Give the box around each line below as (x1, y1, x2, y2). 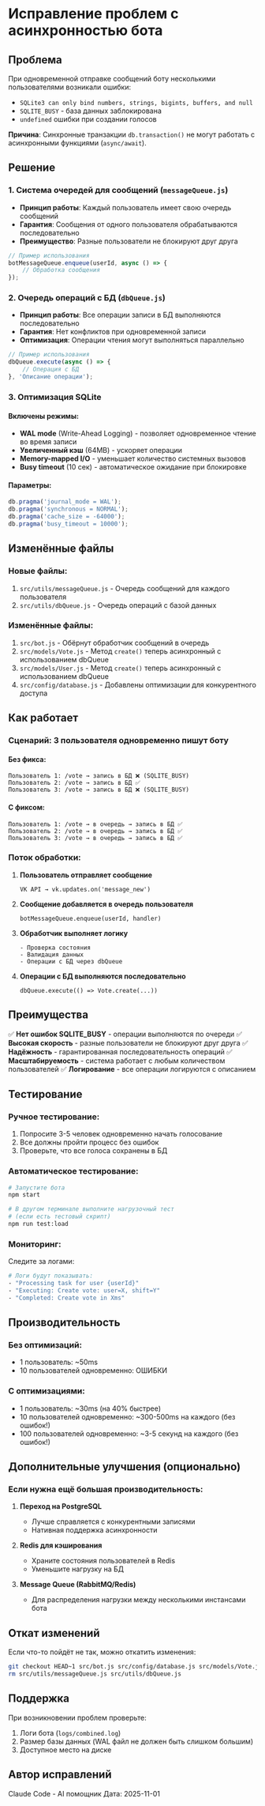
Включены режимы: (8, 411, 79, 420)
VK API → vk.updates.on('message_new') (19, 885, 151, 893)
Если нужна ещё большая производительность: (8, 1484, 203, 1495)
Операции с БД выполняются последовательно (19, 971, 187, 981)
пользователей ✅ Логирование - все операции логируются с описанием (8, 1064, 256, 1073)
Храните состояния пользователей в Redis (31, 1556, 176, 1566)
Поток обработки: (8, 852, 81, 863)
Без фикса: (8, 754, 47, 763)
